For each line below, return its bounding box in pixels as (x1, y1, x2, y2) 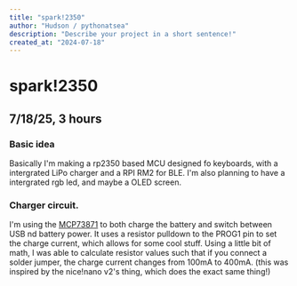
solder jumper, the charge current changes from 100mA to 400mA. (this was (9, 257, 289, 267)
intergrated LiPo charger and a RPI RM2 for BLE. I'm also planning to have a (9, 168, 285, 179)
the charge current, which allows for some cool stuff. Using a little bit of (9, 238, 271, 249)
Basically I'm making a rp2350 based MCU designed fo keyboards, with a (9, 158, 278, 169)
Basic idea (9, 138, 55, 150)
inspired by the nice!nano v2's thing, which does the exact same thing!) (9, 266, 271, 277)
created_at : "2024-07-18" (9, 37, 105, 47)
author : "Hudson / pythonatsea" (9, 21, 129, 30)
